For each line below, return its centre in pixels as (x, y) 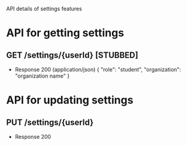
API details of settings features (44, 9)
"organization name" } (42, 76)
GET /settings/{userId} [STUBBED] (72, 55)
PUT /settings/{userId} (50, 122)
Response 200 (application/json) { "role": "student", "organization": (98, 69)
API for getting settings (65, 33)
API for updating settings (70, 100)
